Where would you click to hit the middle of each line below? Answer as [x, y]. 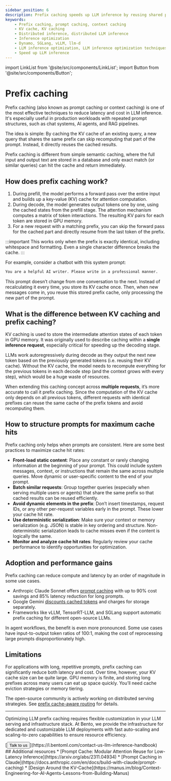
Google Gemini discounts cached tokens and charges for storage [81, 602]
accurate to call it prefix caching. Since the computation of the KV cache [81, 392]
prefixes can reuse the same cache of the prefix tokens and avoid [74, 403]
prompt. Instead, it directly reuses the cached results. [61, 145]
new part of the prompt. [30, 298]
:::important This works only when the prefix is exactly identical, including [82, 242]
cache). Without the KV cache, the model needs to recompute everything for [85, 365]
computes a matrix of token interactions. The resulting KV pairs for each [88, 216]
